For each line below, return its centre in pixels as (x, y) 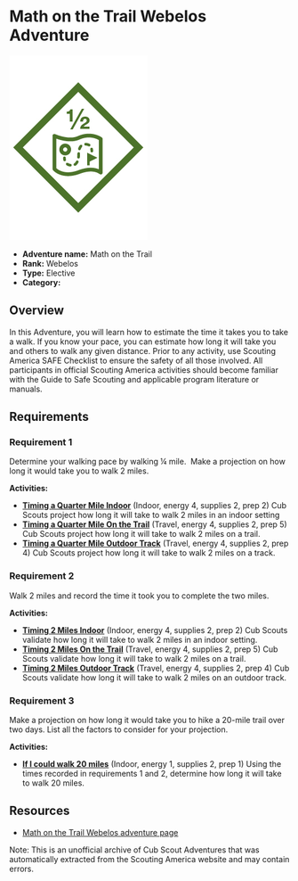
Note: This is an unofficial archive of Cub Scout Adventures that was (134, 850)
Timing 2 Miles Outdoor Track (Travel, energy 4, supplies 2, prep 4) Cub (156, 668)
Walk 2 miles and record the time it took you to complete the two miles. (139, 596)
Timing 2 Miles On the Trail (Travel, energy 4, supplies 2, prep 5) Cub (150, 649)
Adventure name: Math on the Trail (87, 254)
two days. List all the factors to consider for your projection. (119, 729)
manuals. (26, 389)
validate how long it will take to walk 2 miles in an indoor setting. (140, 639)
